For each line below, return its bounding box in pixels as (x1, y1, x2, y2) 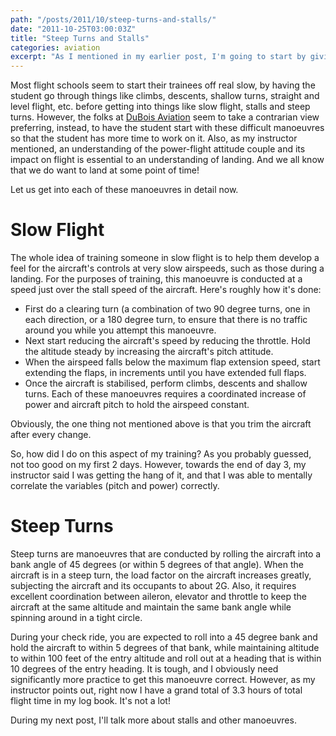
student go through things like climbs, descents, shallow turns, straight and (10, 90, 320, 102)
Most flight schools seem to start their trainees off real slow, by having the (10, 79, 316, 91)
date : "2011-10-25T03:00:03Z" (10, 24, 137, 34)
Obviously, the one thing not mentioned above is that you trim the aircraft (10, 418, 312, 430)
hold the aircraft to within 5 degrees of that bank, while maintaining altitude (10, 642, 320, 653)
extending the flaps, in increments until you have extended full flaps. (24, 367, 307, 379)
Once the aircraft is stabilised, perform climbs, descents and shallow (24, 377, 308, 390)
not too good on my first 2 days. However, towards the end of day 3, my (10, 459, 307, 471)
